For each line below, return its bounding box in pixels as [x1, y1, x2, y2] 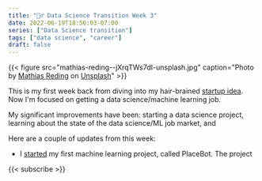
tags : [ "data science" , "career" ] [8, 33, 123, 42]
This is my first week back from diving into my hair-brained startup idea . [8, 86, 244, 96]
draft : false [8, 41, 51, 49]
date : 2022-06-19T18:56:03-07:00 [8, 19, 119, 27]
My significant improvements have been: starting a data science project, [8, 110, 244, 119]
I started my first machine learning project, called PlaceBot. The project [19, 149, 253, 159]
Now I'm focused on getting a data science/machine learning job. [8, 95, 222, 104]
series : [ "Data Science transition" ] [8, 26, 133, 34]
